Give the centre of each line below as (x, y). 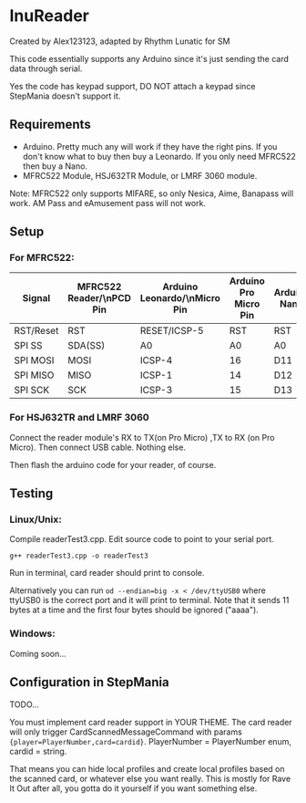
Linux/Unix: (36, 519)
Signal (36, 298)
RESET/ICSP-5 (172, 331)
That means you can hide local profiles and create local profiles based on (147, 768)
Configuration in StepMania (90, 682)
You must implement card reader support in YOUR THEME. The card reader (151, 722)
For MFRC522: (42, 258)
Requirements (50, 125)
